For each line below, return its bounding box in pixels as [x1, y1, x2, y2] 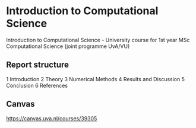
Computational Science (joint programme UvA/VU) [6, 43, 130, 50]
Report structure [6, 60, 69, 70]
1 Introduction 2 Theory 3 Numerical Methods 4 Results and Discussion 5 [6, 75, 185, 82]
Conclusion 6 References [6, 82, 68, 89]
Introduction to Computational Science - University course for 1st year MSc [6, 36, 190, 43]
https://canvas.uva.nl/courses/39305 [6, 114, 97, 122]
